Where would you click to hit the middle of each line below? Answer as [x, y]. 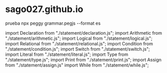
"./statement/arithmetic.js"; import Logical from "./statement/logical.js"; [79, 38]
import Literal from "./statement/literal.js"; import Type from [67, 54]
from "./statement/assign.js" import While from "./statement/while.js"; [77, 65]
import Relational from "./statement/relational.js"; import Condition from [79, 43]
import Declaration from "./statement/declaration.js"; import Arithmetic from [84, 33]
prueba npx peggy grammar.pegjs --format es [53, 23]
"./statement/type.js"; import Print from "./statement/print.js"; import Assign [83, 59]
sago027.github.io [44, 9]
